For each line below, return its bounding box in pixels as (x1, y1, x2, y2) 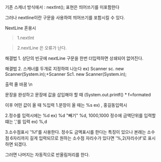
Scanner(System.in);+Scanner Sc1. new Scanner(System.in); (5, 71, 127, 77)
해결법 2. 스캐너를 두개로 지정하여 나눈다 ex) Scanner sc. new (5, 66, 124, 71)
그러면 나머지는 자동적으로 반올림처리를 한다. (5, 152, 90, 158)
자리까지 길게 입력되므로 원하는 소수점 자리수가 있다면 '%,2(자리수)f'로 (13, 135, 147, 141)
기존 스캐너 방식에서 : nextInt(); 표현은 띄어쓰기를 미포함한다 (5, 4, 120, 10)
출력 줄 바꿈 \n (5, 81, 33, 87)
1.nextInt (17, 35, 34, 41)
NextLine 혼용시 (5, 25, 37, 31)
